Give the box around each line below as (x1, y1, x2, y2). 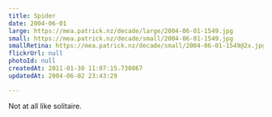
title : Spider (8, 11, 57, 20)
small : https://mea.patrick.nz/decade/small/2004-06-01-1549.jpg (8, 34, 233, 43)
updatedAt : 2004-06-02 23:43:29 (8, 72, 117, 80)
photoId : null (8, 57, 57, 65)
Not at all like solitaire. (8, 101, 83, 111)
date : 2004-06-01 (8, 19, 67, 27)
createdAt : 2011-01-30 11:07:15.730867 (8, 65, 143, 73)
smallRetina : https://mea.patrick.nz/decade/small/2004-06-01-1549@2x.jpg (8, 42, 266, 50)
